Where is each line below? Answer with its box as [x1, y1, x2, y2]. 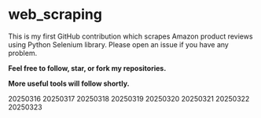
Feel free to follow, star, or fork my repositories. [8, 63, 167, 72]
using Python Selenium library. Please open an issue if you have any [8, 39, 230, 49]
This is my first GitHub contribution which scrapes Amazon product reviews [8, 31, 253, 41]
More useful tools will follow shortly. [8, 79, 130, 88]
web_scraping [8, 6, 102, 24]
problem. [8, 48, 38, 57]
